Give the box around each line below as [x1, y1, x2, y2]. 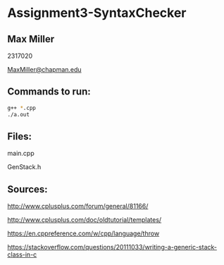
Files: [7, 130, 32, 142]
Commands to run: [7, 86, 92, 98]
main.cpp [7, 149, 35, 158]
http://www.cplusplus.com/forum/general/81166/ [7, 202, 149, 211]
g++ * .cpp [7, 104, 37, 111]
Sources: [7, 183, 48, 195]
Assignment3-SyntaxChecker [7, 5, 187, 21]
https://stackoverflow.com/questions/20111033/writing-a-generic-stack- [7, 243, 217, 252]
